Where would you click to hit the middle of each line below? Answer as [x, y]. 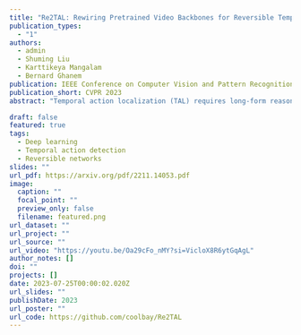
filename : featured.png [61, 217]
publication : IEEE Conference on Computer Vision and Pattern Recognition [152, 84]
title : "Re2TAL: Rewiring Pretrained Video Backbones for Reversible [142, 17]
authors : [26, 43]
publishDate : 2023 [43, 300]
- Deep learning [47, 142]
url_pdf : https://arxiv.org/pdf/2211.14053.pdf [100, 176]
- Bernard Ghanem [50, 76]
